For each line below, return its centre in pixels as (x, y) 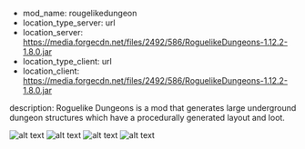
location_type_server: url (69, 23)
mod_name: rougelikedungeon (80, 13)
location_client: (51, 71)
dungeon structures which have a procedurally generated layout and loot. (147, 118)
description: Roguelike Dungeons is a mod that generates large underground (153, 108)
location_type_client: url (67, 61)
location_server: (53, 32)
